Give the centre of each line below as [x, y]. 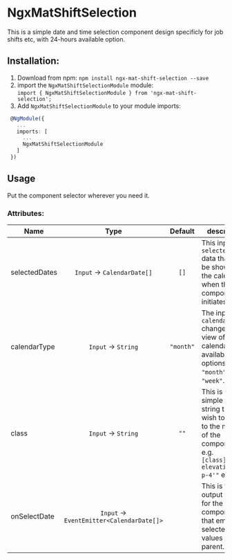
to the [211, 426]
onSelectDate [33, 516]
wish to [213, 417]
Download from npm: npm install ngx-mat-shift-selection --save [113, 78]
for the [212, 503]
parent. [213, 546]
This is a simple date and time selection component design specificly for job [115, 32]
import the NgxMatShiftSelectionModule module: [85, 85]
